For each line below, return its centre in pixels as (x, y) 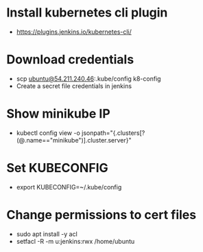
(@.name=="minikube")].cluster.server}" (74, 140)
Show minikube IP (58, 114)
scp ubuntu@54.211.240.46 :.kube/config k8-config (89, 78)
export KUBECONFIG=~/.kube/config (69, 187)
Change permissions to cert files (101, 214)
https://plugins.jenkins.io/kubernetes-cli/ (74, 32)
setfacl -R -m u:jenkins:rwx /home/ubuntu (75, 241)
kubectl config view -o (48, 133)
